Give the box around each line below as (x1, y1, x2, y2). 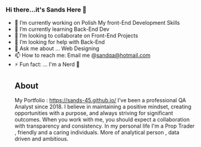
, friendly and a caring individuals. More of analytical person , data (14, 129, 179, 136)
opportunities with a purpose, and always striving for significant (14, 109, 173, 117)
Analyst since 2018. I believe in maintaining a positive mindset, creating (14, 103, 191, 111)
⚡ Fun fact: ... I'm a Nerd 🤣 (14, 60, 80, 68)
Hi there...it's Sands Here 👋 (5, 5, 87, 14)
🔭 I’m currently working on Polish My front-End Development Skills (14, 19, 180, 27)
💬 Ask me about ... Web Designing (14, 45, 100, 52)
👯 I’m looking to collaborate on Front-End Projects (14, 32, 138, 39)
